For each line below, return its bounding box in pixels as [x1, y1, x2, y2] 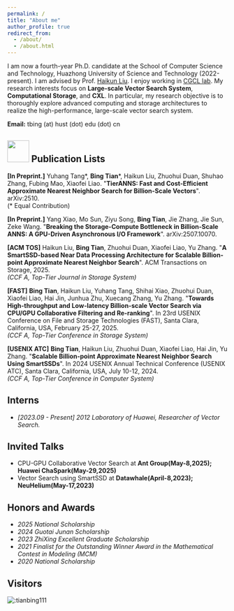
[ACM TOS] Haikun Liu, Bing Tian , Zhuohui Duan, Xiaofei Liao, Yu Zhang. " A [7, 243, 227, 251]
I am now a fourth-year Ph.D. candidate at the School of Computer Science [7, 62, 224, 70]
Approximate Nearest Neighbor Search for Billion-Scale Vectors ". [7, 186, 200, 195]
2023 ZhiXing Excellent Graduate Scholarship [17, 535, 149, 543]
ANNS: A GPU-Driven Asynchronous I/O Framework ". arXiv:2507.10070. [7, 230, 217, 238]
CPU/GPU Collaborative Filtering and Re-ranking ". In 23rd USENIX [7, 309, 201, 317]
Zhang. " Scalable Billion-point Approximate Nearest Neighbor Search [7, 352, 212, 360]
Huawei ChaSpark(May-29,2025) [17, 466, 117, 475]
